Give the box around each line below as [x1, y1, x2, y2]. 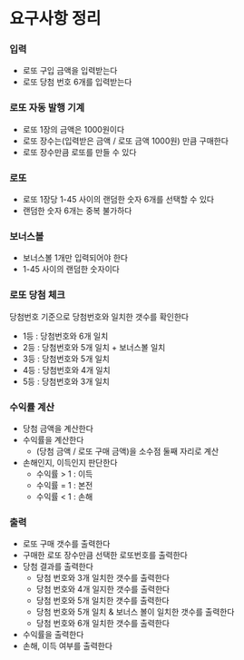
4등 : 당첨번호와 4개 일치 [22, 364, 111, 375]
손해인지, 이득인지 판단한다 [22, 457, 118, 468]
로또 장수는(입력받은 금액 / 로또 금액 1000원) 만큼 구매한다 [22, 135, 229, 146]
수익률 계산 [9, 400, 55, 413]
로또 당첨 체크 [9, 289, 66, 301]
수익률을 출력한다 [22, 629, 84, 640]
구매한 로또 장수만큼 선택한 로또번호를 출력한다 [22, 550, 188, 561]
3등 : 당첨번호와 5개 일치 [22, 353, 111, 364]
